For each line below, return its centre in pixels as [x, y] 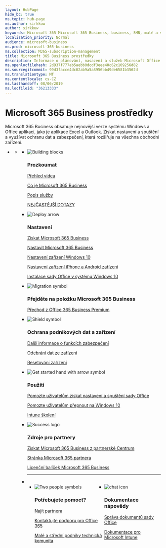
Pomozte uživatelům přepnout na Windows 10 [74, 405]
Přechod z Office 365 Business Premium [68, 310]
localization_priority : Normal [37, 38]
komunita [44, 541]
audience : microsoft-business [36, 42]
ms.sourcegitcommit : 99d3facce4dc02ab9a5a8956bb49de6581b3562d [72, 70]
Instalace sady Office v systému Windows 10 [73, 277]
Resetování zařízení [47, 362]
